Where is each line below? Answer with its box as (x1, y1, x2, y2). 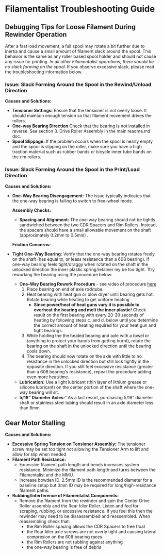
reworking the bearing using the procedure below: (12, 271, 113, 277)
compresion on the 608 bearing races (26, 534, 102, 540)
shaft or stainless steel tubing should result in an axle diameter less (19, 400, 154, 405)
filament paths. (19, 488, 49, 493)
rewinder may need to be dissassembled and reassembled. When (19, 513, 150, 519)
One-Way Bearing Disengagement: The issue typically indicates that (12, 193, 151, 199)
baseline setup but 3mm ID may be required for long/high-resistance (19, 482, 157, 488)
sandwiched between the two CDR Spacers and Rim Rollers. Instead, (19, 222, 157, 228)
